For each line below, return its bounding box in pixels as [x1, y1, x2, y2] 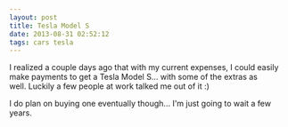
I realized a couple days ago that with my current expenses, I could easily [9, 62, 279, 73]
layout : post [9, 12, 58, 22]
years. [9, 107, 33, 118]
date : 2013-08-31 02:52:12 [9, 29, 110, 38]
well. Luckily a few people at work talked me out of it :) [9, 81, 210, 91]
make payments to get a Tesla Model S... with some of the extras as [9, 72, 259, 83]
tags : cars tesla [9, 37, 74, 47]
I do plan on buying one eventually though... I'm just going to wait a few [9, 99, 272, 109]
